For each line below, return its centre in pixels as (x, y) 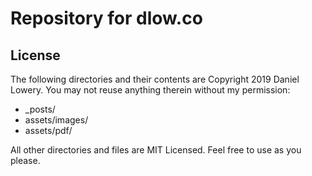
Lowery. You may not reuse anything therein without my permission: (150, 90)
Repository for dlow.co (106, 18)
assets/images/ (56, 120)
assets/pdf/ (48, 130)
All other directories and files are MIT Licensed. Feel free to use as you (156, 150)
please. (25, 160)
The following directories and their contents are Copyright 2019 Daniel (155, 79)
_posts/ (40, 109)
